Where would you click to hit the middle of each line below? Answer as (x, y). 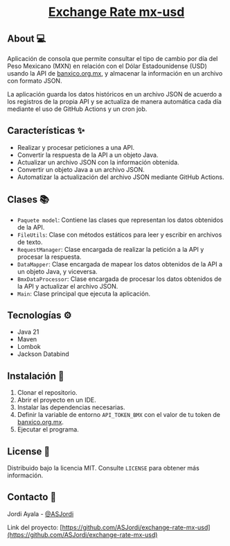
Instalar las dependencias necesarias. (71, 407)
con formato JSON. (35, 81)
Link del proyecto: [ (35, 527)
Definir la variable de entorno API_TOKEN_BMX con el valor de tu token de (118, 415)
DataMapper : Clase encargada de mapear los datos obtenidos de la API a (120, 264)
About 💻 (27, 39)
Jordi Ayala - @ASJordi (41, 513)
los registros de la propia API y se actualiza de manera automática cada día (114, 102)
